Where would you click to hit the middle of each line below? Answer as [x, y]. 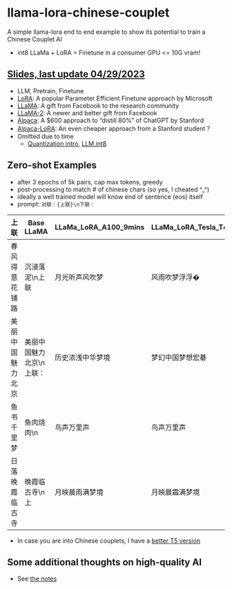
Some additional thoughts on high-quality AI [105, 562]
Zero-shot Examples [52, 165]
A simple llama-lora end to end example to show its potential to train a [106, 32]
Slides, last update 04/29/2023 [76, 74]
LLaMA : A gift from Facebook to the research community [98, 106]
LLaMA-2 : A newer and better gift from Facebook [87, 113]
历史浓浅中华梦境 [83, 357]
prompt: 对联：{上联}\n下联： [56, 204]
